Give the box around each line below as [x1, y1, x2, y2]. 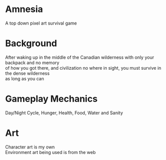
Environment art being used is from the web [5, 149, 96, 155]
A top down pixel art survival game [5, 20, 77, 26]
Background [5, 38, 57, 49]
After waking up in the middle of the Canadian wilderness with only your [5, 54, 154, 60]
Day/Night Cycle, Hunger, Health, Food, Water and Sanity [5, 109, 123, 116]
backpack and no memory [5, 59, 60, 66]
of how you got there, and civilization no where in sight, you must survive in [5, 65, 161, 71]
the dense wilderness [5, 70, 50, 76]
